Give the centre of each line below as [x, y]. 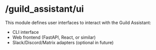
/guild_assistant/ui [45, 9]
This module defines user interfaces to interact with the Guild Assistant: [78, 23]
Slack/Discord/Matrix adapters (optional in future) [63, 42]
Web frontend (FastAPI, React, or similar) [54, 37]
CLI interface [26, 32]
